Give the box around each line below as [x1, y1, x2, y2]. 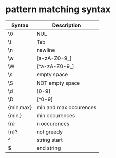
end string [36, 144, 61, 151]
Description [52, 22, 81, 29]
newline [36, 46, 55, 53]
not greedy [36, 128, 63, 135]
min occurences [36, 112, 75, 119]
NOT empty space [36, 79, 80, 86]
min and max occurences [36, 104, 97, 111]
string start [36, 136, 63, 143]
